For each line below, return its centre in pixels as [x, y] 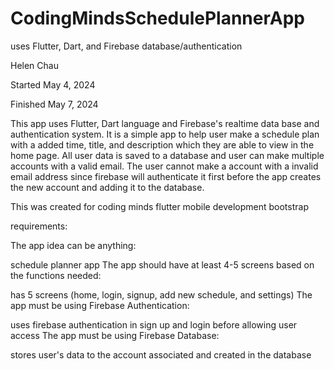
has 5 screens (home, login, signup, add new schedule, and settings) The [161, 294]
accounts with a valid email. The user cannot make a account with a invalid [164, 166]
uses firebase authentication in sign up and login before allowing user [154, 324]
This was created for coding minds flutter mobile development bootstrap [159, 206]
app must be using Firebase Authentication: [100, 305]
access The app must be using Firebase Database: [115, 335]
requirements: [39, 226]
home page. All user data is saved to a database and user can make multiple [167, 155]
